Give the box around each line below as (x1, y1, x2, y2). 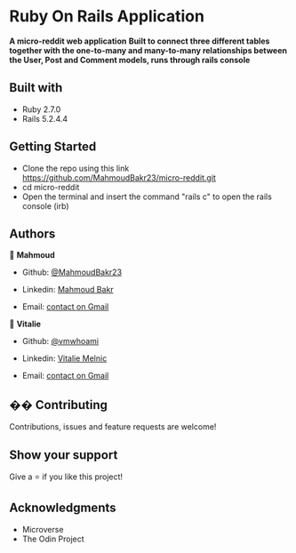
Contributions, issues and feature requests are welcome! (9, 421, 217, 432)
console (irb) (21, 200, 69, 211)
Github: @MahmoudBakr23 (21, 267, 123, 277)
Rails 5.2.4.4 (21, 113, 68, 124)
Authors (9, 226, 56, 241)
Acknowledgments (9, 501, 117, 516)
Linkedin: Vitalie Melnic (21, 353, 108, 364)
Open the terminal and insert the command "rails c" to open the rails (21, 191, 273, 202)
